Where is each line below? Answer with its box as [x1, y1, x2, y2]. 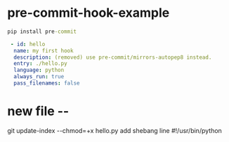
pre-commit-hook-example [7, 5, 170, 21]
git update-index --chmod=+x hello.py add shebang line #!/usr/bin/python [7, 126, 223, 134]
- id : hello [10, 41, 46, 48]
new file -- [7, 104, 70, 120]
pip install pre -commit [7, 28, 77, 35]
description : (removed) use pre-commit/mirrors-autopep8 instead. [13, 54, 212, 61]
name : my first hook [13, 47, 74, 54]
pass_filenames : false [13, 80, 80, 87]
